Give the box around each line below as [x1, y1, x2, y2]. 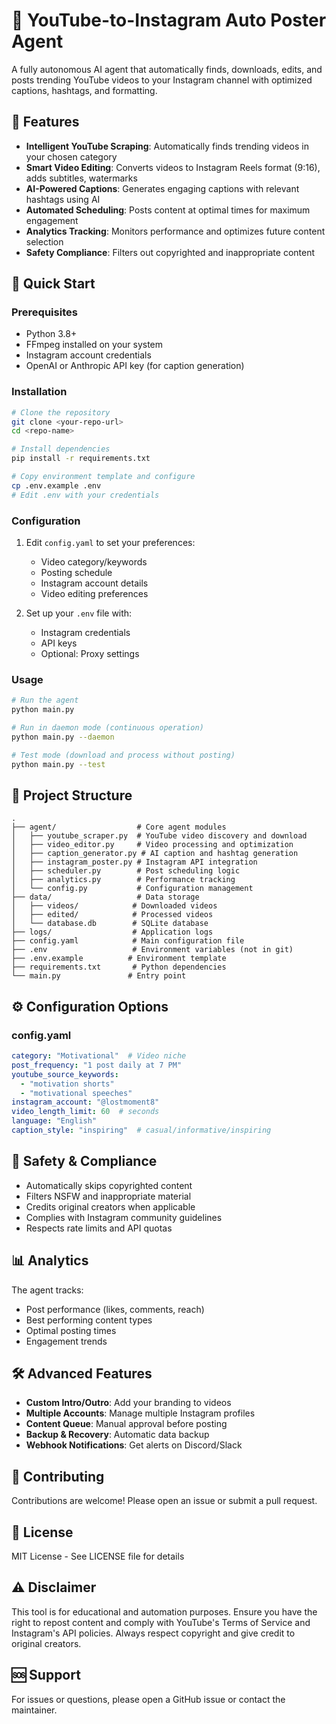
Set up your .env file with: [25, 607, 133, 619]
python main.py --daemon [11, 732, 115, 742]
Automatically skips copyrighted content [25, 1179, 193, 1191]
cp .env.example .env [11, 480, 102, 491]
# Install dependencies [11, 444, 111, 454]
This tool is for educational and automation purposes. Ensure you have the [11, 1605, 318, 1618]
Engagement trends [25, 1335, 108, 1347]
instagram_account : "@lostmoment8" [11, 1097, 160, 1108]
